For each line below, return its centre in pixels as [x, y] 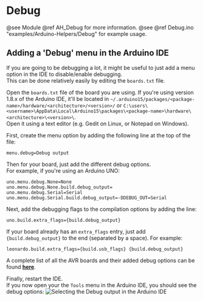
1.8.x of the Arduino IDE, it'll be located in [58, 99]
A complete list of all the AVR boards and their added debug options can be [101, 260]
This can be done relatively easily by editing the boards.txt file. [86, 80]
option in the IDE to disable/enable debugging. [64, 74]
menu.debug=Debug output [38, 153]
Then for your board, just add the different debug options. [79, 164]
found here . [21, 267]
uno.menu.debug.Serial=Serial [45, 192]
